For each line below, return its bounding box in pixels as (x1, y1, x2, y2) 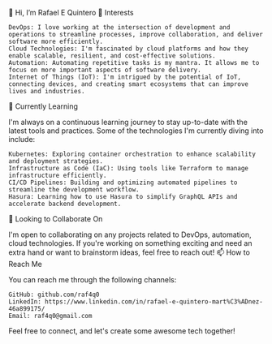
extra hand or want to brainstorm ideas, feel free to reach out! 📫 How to (8, 247, 250, 257)
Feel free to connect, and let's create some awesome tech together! (8, 326, 235, 336)
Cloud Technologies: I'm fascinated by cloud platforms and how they (8, 45, 249, 53)
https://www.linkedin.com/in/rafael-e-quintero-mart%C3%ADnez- (44, 298, 264, 306)
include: (8, 135, 36, 144)
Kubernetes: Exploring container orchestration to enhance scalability (8, 150, 256, 158)
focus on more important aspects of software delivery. (8, 66, 201, 74)
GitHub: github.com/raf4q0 (8, 290, 100, 299)
